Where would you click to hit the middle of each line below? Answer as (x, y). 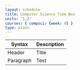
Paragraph (20, 61)
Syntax (20, 45)
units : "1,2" (18, 19)
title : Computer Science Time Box (40, 14)
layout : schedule (23, 10)
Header (16, 53)
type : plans (17, 28)
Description (50, 45)
